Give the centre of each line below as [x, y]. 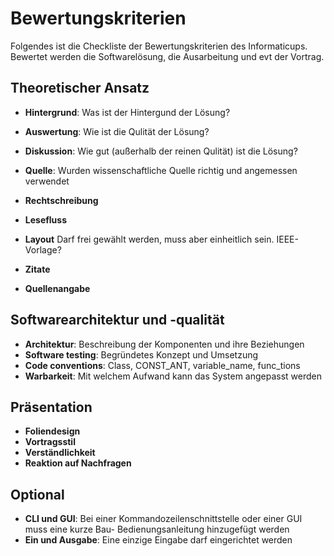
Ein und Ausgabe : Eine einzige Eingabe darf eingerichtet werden [158, 540]
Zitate [37, 269]
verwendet [47, 181]
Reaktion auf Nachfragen [78, 463]
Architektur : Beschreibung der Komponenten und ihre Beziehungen [164, 344]
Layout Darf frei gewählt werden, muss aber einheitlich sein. [149, 239]
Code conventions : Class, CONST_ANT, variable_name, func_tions [162, 365]
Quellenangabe [57, 288]
